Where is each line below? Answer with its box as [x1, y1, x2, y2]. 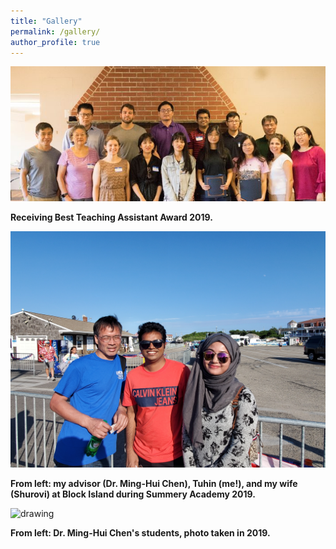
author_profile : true [10, 37, 101, 47]
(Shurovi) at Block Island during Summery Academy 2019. [10, 488, 256, 500]
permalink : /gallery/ [10, 26, 101, 37]
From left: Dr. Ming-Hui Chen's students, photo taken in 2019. [10, 527, 271, 539]
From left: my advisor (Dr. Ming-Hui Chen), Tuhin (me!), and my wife [10, 478, 298, 490]
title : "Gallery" [10, 16, 83, 26]
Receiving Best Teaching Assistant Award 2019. [10, 211, 213, 224]
